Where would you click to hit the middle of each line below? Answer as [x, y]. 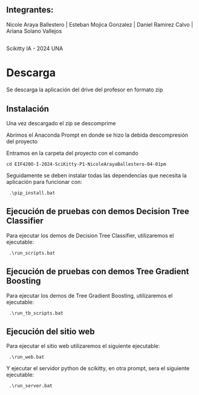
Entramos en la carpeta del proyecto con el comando [72, 153]
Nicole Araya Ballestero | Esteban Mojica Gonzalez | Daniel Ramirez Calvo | [100, 24]
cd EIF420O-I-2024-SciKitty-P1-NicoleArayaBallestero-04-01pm [86, 164]
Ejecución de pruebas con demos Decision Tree [98, 211]
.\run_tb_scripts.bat [36, 313]
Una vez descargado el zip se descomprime [61, 123]
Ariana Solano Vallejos [34, 31]
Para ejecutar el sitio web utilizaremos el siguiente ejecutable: [83, 346]
